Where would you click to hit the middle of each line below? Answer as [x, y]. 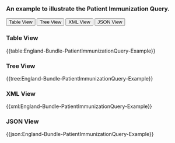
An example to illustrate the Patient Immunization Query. [88, 9]
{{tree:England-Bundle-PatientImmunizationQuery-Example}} [80, 78]
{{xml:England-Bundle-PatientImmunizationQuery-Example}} [79, 106]
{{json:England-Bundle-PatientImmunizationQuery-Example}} [80, 134]
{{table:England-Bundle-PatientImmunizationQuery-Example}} [81, 51]
